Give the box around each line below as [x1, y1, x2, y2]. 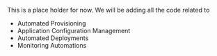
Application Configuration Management [17, 27, 131, 35]
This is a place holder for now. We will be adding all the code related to [7, 6, 210, 14]
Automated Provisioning [17, 19, 86, 27]
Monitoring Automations [17, 41, 87, 49]
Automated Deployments [17, 34, 89, 42]
